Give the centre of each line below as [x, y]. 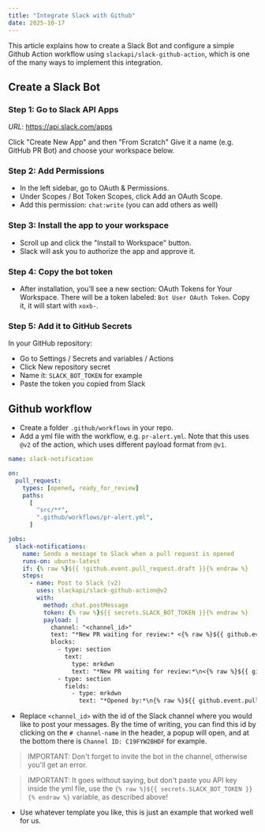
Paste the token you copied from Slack [82, 384]
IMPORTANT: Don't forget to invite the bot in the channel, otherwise [137, 757]
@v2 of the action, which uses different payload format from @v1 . [123, 444]
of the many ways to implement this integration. [86, 62]
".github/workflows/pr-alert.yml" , [95, 518]
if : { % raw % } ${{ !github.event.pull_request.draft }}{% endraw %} [135, 569]
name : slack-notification [50, 459]
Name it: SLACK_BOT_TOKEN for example [81, 376]
